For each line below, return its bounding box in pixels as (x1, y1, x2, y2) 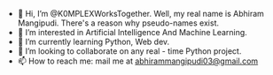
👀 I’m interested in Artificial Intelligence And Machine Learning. (17, 27, 248, 37)
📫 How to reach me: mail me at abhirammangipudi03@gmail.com (17, 56, 259, 66)
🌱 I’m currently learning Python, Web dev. (17, 36, 170, 47)
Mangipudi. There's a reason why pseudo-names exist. (17, 18, 220, 28)
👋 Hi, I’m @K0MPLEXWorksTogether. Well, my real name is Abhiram (17, 9, 264, 19)
